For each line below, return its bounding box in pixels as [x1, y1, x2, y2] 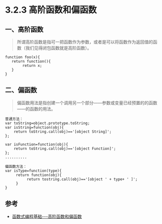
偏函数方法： [5, 164, 27, 169]
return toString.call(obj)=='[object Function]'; [14, 146, 116, 151]
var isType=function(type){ [5, 168, 62, 173]
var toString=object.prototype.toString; [5, 121, 90, 126]
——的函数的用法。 [16, 106, 56, 112]
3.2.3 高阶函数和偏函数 [5, 4, 97, 16]
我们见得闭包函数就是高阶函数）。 [25, 45, 92, 51]
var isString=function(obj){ [5, 125, 64, 130]
